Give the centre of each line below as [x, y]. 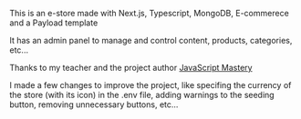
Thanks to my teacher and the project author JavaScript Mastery [131, 68]
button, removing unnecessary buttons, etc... [94, 104]
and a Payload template [54, 23]
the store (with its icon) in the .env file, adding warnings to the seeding [142, 95]
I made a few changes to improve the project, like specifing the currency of [150, 85]
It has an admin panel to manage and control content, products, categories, [151, 40]
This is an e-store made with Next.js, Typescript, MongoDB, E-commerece [149, 13]
